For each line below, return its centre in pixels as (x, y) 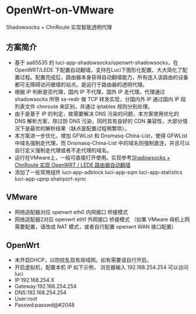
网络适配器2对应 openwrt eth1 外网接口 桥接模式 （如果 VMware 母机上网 (102, 219)
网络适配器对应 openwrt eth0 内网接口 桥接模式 (71, 212)
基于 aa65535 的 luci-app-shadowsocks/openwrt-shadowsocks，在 (96, 63)
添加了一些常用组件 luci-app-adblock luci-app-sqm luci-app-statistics (98, 172)
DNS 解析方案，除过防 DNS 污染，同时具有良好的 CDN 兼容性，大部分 (98, 121)
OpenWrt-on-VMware (60, 10)
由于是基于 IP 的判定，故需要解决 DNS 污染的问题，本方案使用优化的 (97, 113)
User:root (26, 299)
